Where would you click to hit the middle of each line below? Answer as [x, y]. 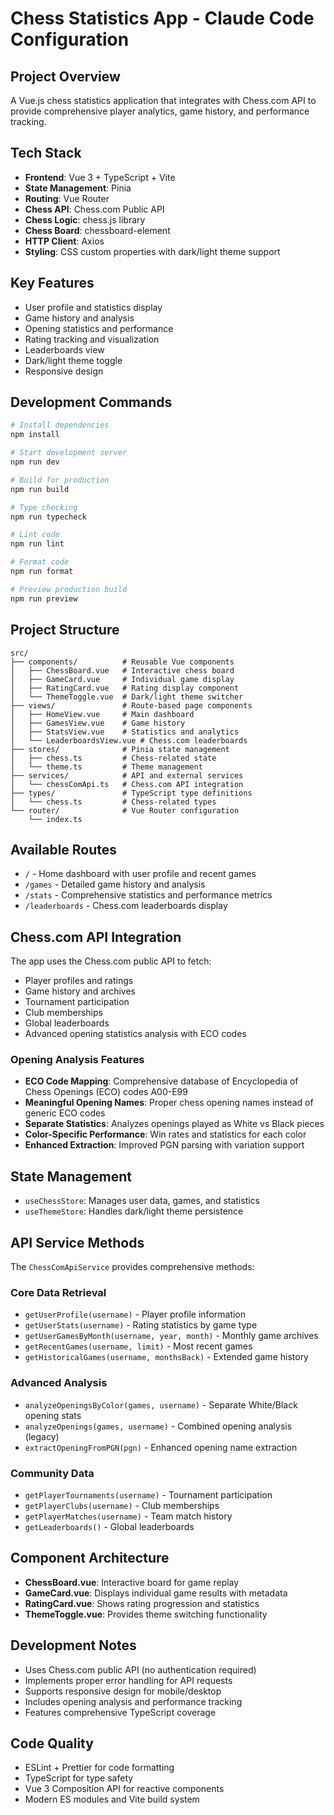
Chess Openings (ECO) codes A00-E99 [106, 1092]
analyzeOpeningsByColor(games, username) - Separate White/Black [161, 1404]
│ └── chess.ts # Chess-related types [113, 802]
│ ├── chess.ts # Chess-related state [113, 758]
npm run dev [35, 462]
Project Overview [65, 76]
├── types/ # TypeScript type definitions [131, 793]
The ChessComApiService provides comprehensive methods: [132, 1267]
